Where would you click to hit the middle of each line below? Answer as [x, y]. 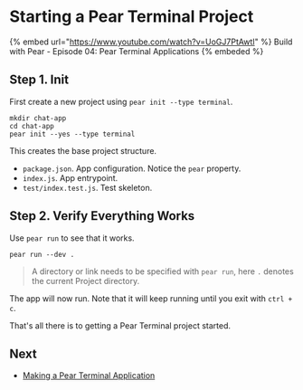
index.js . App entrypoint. [70, 177]
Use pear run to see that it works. [72, 238]
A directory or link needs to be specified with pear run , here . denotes [162, 271]
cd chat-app [32, 126]
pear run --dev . [42, 254]
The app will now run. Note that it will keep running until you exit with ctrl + [151, 298]
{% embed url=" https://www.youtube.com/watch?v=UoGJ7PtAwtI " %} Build [151, 42]
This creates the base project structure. [83, 150]
